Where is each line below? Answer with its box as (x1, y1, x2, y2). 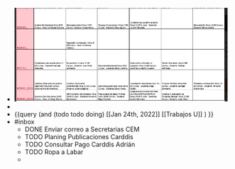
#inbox (13, 118, 35, 126)
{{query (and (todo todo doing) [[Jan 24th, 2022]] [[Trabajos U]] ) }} (13, 110, 214, 119)
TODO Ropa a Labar (24, 148, 84, 156)
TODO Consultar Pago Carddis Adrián (24, 140, 136, 149)
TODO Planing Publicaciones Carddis (24, 133, 133, 141)
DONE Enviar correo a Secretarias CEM (24, 125, 140, 133)
